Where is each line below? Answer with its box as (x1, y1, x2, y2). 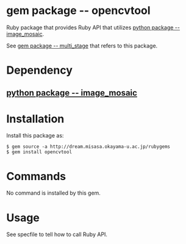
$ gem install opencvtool (6, 149, 72, 155)
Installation (6, 112, 65, 125)
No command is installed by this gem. (6, 189, 101, 197)
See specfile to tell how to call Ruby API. (6, 231, 108, 238)
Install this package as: (6, 132, 64, 139)
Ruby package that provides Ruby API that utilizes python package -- (6, 24, 180, 31)
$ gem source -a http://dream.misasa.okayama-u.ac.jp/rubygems (6, 144, 171, 150)
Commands (6, 169, 66, 183)
